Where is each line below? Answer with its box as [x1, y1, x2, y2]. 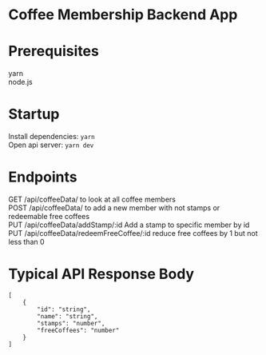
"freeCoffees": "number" [37, 326, 120, 334]
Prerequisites [8, 42, 100, 61]
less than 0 [8, 237, 46, 246]
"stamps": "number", [37, 319, 105, 327]
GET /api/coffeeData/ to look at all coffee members [8, 194, 177, 204]
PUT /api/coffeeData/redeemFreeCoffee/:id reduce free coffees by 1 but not [8, 229, 258, 237]
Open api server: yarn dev [8, 140, 94, 150]
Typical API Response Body [8, 265, 194, 283]
